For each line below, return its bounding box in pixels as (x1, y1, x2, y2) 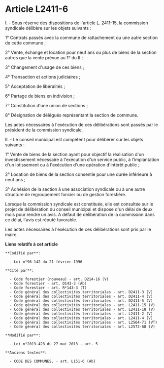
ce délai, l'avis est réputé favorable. (5, 216, 77, 223)
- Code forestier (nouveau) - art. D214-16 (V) (9, 277, 109, 282)
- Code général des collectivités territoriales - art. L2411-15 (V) (9, 302, 155, 307)
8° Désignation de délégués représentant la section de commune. (5, 112, 139, 118)
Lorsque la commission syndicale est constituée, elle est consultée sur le (5, 201, 154, 207)
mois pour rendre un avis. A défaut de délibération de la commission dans (5, 211, 155, 217)
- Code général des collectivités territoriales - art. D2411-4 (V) (9, 294, 153, 299)
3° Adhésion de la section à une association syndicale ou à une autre (5, 186, 145, 192)
